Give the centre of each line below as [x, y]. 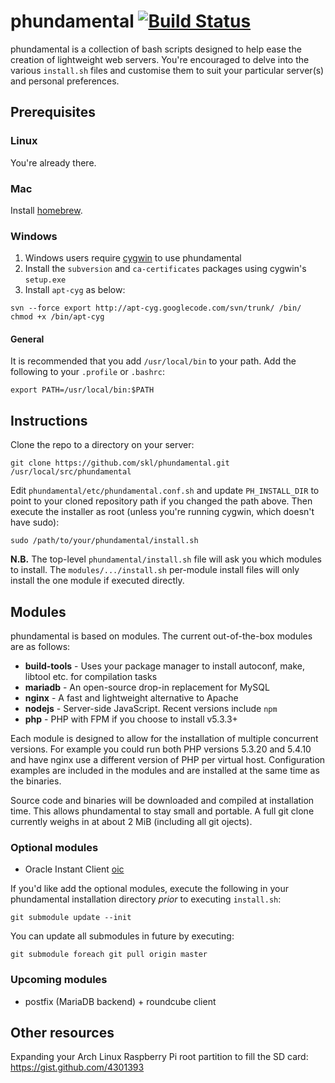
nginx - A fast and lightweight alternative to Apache [131, 698]
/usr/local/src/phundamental [71, 472]
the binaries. [36, 781]
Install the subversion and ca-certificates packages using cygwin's [165, 269]
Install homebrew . [46, 210]
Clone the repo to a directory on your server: [102, 445]
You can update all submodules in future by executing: [122, 936]
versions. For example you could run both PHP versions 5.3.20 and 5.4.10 [161, 749]
